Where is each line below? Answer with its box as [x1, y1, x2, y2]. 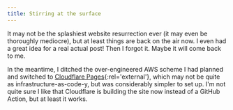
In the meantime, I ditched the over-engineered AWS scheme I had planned [7, 65, 223, 73]
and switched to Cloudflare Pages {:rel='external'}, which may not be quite [7, 72, 220, 81]
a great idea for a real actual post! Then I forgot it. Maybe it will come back [7, 44, 222, 52]
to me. [7, 52, 26, 60]
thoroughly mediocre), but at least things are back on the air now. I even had [7, 36, 227, 45]
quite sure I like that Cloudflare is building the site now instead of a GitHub [7, 87, 220, 95]
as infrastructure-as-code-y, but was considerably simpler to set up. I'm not [7, 79, 226, 88]
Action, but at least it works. [7, 95, 88, 103]
